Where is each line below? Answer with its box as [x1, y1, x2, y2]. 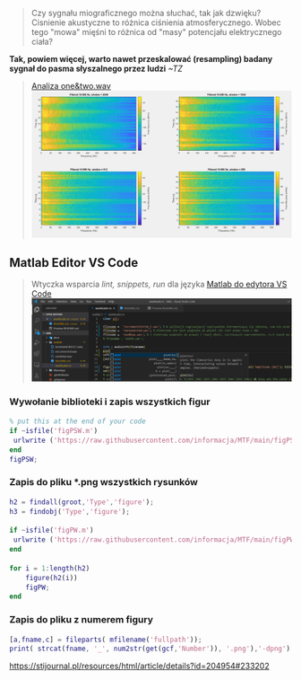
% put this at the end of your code [9, 417, 146, 426]
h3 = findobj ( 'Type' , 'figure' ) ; [9, 507, 130, 516]
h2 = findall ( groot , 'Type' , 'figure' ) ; [9, 498, 154, 507]
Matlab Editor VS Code [9, 255, 139, 270]
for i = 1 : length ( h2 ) [9, 563, 90, 573]
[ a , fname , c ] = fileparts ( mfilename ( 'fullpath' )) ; [9, 635, 202, 644]
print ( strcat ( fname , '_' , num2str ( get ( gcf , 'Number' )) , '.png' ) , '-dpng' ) [9, 644, 291, 654]
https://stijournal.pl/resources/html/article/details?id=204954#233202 [9, 660, 271, 672]
